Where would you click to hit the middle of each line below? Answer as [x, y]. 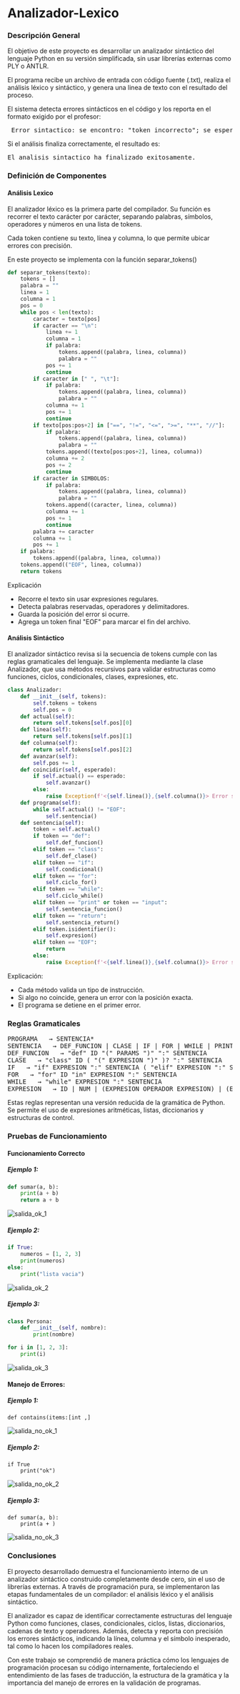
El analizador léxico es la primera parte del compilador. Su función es [109, 209]
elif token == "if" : [64, 863]
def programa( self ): [51, 803]
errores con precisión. [40, 245]
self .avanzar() [68, 783]
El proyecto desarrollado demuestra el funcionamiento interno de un [108, 1571]
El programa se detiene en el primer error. [79, 1005]
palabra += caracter [64, 531]
